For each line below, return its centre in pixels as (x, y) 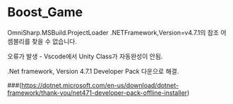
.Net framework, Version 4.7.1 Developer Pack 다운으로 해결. (93, 71)
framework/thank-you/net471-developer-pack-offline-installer (97, 93)
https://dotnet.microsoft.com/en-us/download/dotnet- (100, 85)
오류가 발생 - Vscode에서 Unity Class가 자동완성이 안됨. (85, 56)
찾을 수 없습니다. (54, 41)
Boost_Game (45, 12)
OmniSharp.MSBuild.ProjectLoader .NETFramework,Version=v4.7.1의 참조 (113, 32)
